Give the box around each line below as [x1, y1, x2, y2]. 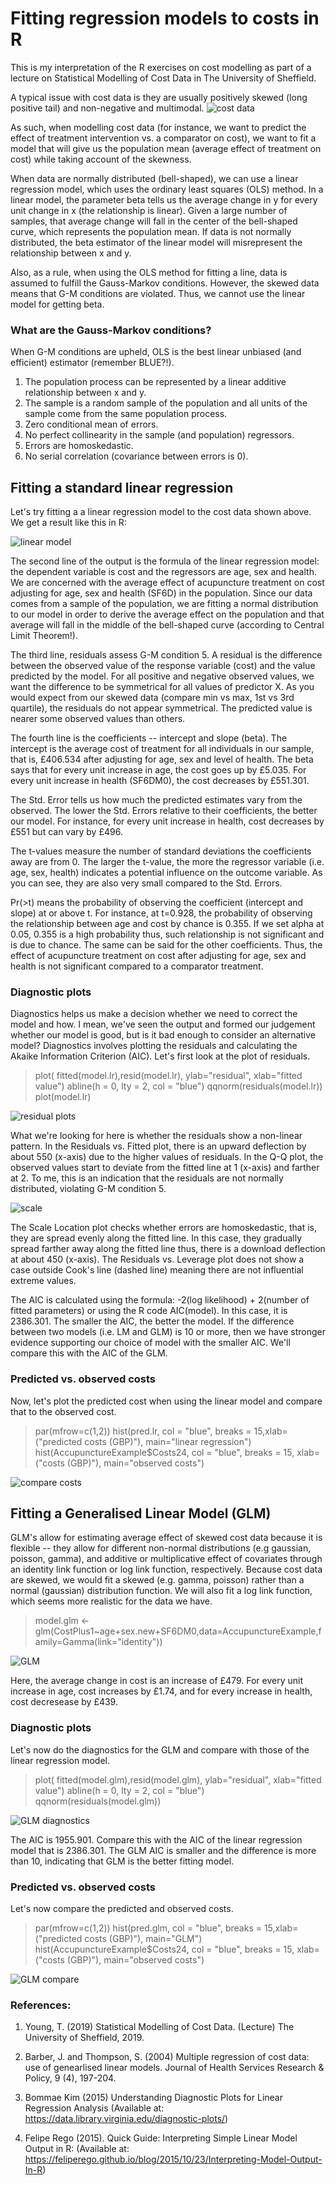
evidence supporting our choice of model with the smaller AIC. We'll [10, 1337, 291, 1349]
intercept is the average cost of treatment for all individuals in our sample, [10, 743, 315, 755]
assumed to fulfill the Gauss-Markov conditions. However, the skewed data [10, 277, 320, 289]
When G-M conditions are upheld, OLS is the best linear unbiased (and [10, 346, 302, 358]
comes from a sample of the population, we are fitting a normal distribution [10, 598, 319, 610]
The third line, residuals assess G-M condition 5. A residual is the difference [10, 649, 323, 661]
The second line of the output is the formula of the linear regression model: [10, 555, 320, 567]
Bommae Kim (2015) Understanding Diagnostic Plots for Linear [24, 2092, 283, 2104]
